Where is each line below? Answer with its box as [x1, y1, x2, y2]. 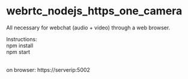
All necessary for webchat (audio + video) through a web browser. [6, 24, 171, 31]
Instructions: [6, 35, 37, 42]
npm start [6, 48, 31, 55]
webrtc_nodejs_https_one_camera [6, 4, 183, 18]
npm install [6, 42, 34, 49]
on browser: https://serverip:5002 [6, 66, 90, 73]
